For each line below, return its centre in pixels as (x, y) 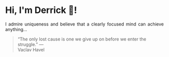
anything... (16, 29)
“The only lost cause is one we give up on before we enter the (82, 39)
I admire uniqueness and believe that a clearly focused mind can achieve (84, 24)
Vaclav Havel (31, 49)
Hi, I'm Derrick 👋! (41, 10)
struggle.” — (30, 44)
